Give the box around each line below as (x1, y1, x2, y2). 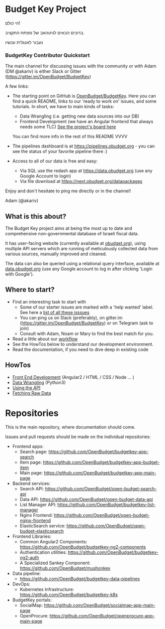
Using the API (12, 385, 41, 391)
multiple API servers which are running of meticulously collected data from (5, 246, 158, 252)
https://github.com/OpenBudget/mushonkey (19, 565, 111, 571)
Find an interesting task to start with (12, 299, 86, 305)
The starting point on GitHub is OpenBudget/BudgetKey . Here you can (12, 93, 157, 99)
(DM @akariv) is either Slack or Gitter (5, 68, 82, 74)
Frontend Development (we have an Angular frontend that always (19, 119, 154, 125)
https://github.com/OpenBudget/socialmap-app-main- (44, 602, 156, 608)
